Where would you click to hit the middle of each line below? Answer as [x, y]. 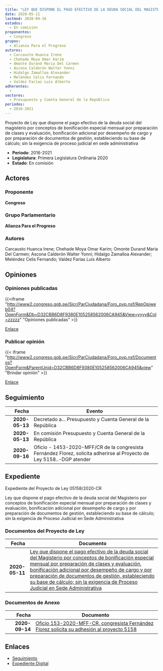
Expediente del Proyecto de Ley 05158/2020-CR [53, 488]
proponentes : [18, 32]
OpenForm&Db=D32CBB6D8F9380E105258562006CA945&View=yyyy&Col [81, 314]
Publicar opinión [25, 341]
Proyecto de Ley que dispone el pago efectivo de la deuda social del [73, 122]
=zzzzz [12, 319]
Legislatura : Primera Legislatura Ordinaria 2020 [60, 158]
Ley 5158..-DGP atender [62, 459]
